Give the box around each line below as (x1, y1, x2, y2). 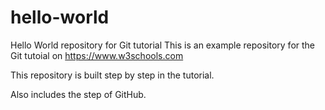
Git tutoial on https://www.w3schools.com (10, 49, 184, 61)
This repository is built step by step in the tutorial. (10, 69, 215, 81)
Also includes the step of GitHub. (10, 88, 147, 100)
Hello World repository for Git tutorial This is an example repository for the (10, 39, 316, 51)
